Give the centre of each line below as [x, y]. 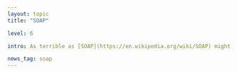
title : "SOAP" [28, 21]
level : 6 [20, 33]
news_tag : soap [30, 59]
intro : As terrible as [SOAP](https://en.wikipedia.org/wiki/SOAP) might [119, 46]
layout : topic [28, 14]
